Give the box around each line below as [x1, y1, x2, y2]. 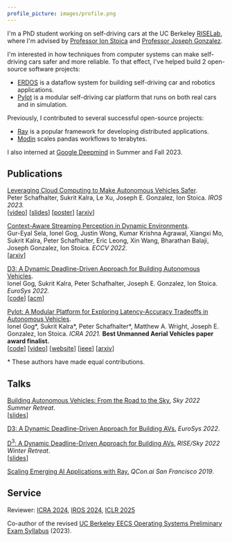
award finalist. [7, 337, 50, 345]
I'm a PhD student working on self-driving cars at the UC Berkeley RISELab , [7, 29, 223, 37]
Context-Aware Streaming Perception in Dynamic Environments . [7, 222, 190, 230]
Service [7, 487, 42, 499]
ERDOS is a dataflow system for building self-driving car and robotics [17, 78, 215, 87]
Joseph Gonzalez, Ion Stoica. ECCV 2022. [7, 244, 127, 252]
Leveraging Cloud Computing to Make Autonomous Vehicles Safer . [7, 186, 198, 195]
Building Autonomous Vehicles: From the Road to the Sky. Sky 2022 [7, 396, 201, 405]
